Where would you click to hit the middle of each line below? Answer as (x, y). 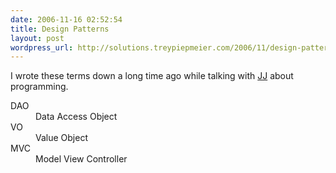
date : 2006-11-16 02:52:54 (66, 19)
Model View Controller (81, 159)
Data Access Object (76, 117)
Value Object (61, 138)
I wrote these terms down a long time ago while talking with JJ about (152, 76)
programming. (39, 87)
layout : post (37, 38)
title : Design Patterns (60, 29)
